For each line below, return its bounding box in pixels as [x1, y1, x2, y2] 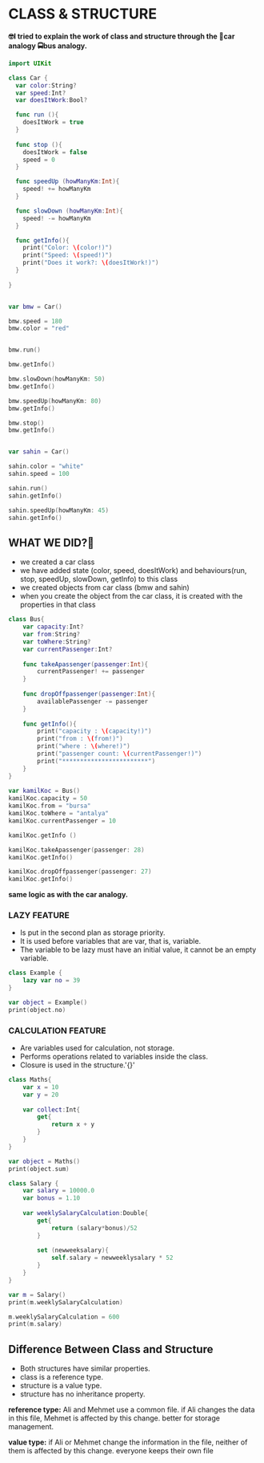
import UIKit [8, 59, 52, 67]
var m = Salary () [8, 1290, 66, 1298]
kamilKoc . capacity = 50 [8, 794, 88, 803]
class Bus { [8, 616, 45, 624]
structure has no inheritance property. [19, 1389, 146, 1399]
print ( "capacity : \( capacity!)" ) [37, 727, 152, 735]
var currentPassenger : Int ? [22, 645, 113, 653]
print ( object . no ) [8, 1006, 66, 1014]
